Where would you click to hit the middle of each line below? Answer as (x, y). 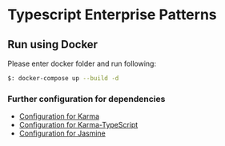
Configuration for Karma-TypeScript (78, 125)
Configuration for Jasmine (62, 133)
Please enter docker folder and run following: (82, 63)
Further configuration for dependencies (86, 99)
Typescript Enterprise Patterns (112, 15)
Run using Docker (52, 45)
